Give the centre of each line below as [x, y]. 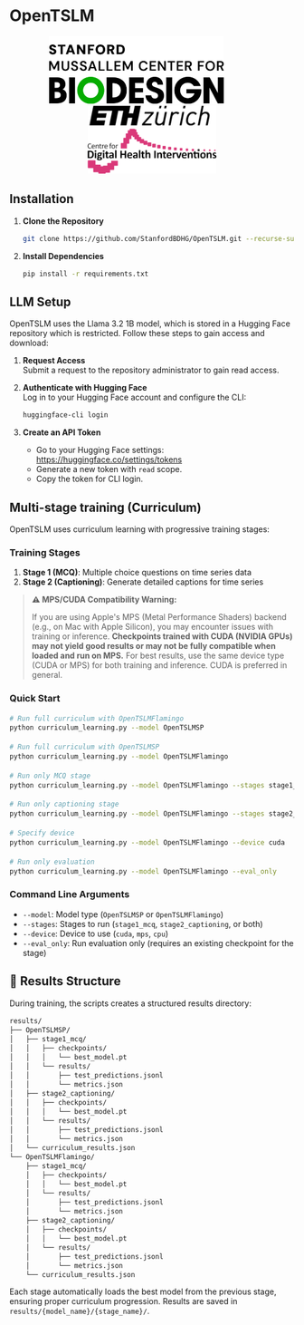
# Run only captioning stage [64, 804]
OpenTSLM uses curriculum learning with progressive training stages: [139, 529]
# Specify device [42, 833]
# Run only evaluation [52, 862]
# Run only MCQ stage [50, 776]
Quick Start [35, 699]
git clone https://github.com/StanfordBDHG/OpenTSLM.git [132, 238]
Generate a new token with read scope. [109, 469]
